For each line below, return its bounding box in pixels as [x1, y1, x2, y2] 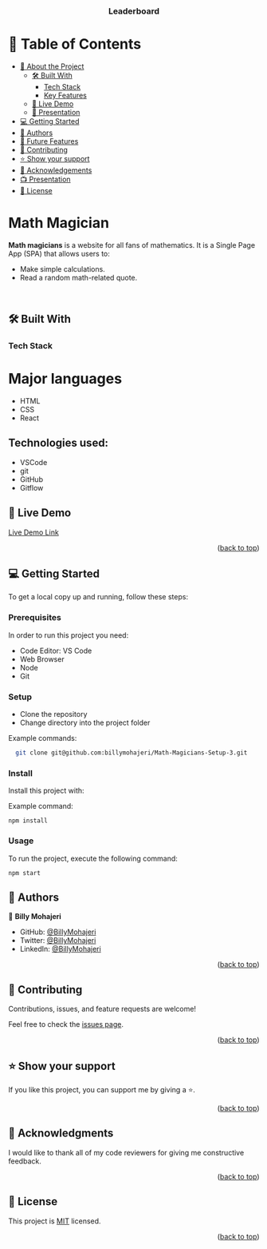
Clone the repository [19, 710, 88, 719]
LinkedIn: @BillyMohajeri [19, 945, 101, 954]
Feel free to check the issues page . [8, 1020, 124, 1029]
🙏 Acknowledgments [8, 1127, 114, 1140]
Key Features [43, 90, 88, 100]
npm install [8, 817, 48, 825]
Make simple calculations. [19, 264, 105, 273]
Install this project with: [8, 786, 85, 796]
